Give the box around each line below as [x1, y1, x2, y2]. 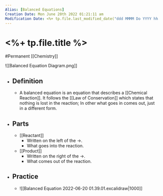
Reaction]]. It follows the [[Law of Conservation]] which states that [19, 95, 154, 101]
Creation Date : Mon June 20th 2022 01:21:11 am [5, 12, 104, 17]
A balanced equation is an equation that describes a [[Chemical [19, 90, 147, 96]
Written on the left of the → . [26, 137, 83, 143]
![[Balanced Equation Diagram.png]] [5, 63, 78, 69]
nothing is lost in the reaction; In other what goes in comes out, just [19, 100, 155, 106]
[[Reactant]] [19, 132, 44, 138]
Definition [12, 77, 43, 85]
